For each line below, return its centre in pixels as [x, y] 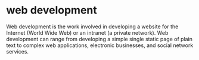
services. [17, 51]
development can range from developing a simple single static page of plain [99, 39]
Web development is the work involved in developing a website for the [92, 26]
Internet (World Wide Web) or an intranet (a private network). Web [87, 32]
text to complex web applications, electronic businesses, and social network [100, 45]
